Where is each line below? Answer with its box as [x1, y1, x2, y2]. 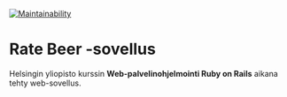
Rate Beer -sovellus [9, 40, 157, 59]
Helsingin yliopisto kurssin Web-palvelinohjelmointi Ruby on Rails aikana [9, 68, 279, 78]
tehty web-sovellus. [9, 78, 81, 88]
